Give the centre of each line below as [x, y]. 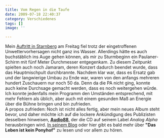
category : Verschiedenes [31, 19]
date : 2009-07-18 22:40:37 [33, 14]
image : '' [15, 28]
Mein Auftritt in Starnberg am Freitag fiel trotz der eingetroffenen [71, 46]
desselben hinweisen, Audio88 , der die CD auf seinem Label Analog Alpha [82, 120]
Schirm [12, 62]
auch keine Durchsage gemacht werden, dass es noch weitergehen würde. [82, 88]
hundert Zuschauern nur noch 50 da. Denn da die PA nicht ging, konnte [78, 83]
